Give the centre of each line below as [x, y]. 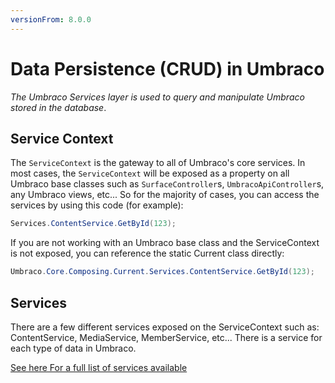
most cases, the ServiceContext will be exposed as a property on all [150, 173]
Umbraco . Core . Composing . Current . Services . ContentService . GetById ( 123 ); [162, 272]
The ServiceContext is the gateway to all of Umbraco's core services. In [158, 163]
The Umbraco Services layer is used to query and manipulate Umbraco [157, 97]
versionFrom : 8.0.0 [51, 19]
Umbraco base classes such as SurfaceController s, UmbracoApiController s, [167, 184]
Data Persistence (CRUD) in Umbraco [167, 68]
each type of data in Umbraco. [73, 348]
